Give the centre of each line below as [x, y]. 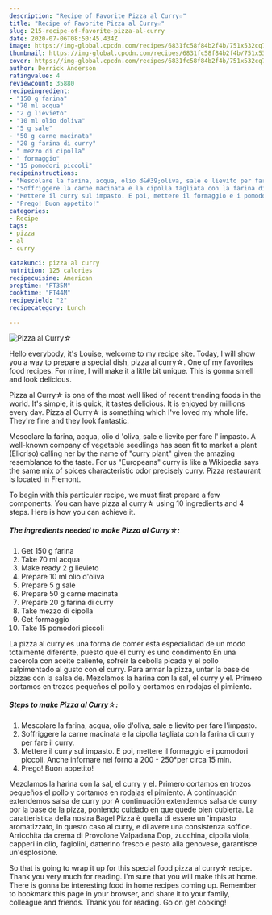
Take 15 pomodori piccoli [62, 628]
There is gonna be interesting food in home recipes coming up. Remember [133, 885]
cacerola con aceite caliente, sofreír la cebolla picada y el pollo [114, 660]
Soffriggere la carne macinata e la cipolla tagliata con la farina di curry [138, 733]
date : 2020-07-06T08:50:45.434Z [63, 38]
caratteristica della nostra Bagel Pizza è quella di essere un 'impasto [123, 818]
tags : [18, 226]
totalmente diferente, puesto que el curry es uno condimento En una [123, 652]
